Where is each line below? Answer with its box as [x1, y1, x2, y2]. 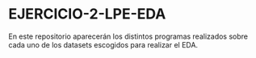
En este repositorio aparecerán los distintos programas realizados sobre [8, 31, 249, 41]
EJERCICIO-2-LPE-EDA [8, 5, 166, 23]
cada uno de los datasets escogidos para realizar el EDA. [8, 39, 199, 49]
